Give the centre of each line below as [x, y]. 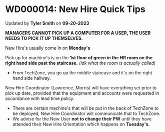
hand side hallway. [31, 78]
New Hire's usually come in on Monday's [48, 48]
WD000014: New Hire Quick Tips [75, 9]
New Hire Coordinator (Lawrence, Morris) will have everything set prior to [81, 88]
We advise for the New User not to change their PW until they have [82, 118]
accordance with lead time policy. [40, 98]
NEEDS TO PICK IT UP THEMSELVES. [44, 38]
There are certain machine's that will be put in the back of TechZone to [85, 108]
